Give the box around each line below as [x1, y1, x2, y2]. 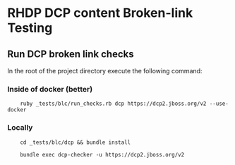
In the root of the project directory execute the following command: [7, 67, 203, 75]
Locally [7, 123, 33, 133]
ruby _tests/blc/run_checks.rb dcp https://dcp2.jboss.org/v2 [20, 100, 207, 107]
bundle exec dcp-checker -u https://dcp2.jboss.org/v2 [20, 151, 185, 158]
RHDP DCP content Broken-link [7, 5, 193, 21]
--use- [209, 100, 229, 107]
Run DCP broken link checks [7, 48, 134, 60]
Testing [7, 20, 53, 36]
